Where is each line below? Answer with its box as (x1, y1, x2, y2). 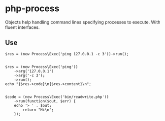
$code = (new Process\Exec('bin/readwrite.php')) (5, 94, 109, 99)
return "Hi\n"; (23, 107, 54, 112)
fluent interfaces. (5, 24, 40, 30)
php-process (5, 3, 60, 14)
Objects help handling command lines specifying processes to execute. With (5, 19, 161, 25)
